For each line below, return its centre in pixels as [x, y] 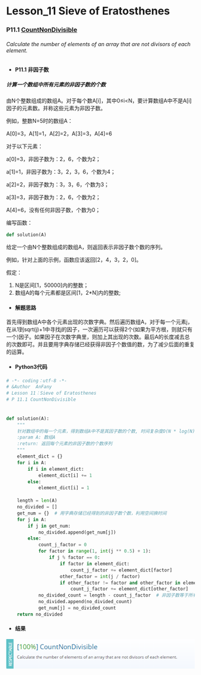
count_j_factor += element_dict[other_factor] [129, 589]
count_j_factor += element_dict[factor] [121, 570]
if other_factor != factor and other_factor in [120, 583]
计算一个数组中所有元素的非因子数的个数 [56, 84]
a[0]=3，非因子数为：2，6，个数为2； [54, 159]
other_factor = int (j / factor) [100, 576]
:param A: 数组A [36, 438]
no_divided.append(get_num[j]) [77, 532]
